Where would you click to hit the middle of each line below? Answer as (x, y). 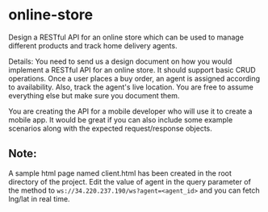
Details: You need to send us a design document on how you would (120, 61)
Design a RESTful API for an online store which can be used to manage (126, 37)
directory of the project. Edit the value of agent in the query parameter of (130, 181)
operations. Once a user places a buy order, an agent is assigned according (134, 78)
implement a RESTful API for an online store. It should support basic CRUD (132, 69)
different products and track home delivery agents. (93, 45)
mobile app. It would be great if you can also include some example (121, 119)
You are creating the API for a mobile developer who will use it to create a (130, 111)
